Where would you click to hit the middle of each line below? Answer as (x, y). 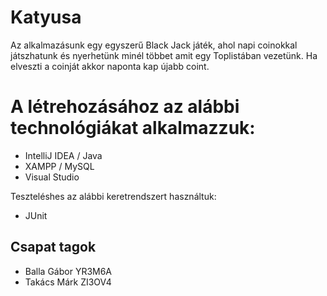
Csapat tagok (53, 247)
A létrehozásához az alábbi (125, 107)
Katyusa (46, 17)
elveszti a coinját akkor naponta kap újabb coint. (110, 66)
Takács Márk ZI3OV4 (68, 282)
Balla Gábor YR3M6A (68, 271)
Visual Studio (52, 177)
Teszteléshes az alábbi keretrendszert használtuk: (113, 196)
